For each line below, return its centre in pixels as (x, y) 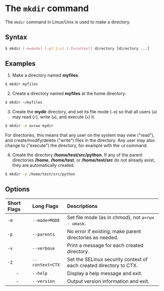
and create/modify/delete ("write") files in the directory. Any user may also (80, 140)
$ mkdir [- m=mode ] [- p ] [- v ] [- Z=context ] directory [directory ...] (77, 48)
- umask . (77, 223)
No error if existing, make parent (104, 231)
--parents (44, 234)
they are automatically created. (43, 165)
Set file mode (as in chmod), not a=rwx (111, 217)
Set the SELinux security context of (107, 259)
